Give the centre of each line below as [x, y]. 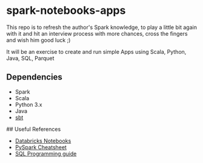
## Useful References [34, 129]
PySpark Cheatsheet [41, 147]
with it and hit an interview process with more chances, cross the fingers [97, 33]
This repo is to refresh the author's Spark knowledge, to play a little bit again [101, 27]
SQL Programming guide [46, 153]
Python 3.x [28, 104]
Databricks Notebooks [43, 141]
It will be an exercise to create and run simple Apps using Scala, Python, [96, 51]
